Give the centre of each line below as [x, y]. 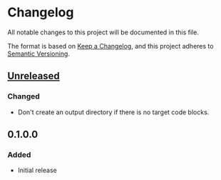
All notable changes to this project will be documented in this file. [103, 32]
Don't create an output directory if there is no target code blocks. [113, 112]
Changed [24, 96]
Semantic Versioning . [38, 54]
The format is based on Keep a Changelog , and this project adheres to [110, 46]
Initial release [37, 170]
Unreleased [34, 76]
